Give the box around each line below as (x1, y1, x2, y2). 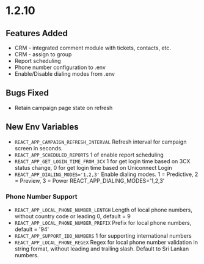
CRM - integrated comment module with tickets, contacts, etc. (14, 44, 172, 51)
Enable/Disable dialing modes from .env (14, 70, 115, 77)
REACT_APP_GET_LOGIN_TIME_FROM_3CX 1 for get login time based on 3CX (14, 157, 191, 165)
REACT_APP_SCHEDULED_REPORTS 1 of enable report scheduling (14, 151, 164, 158)
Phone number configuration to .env (14, 64, 106, 71)
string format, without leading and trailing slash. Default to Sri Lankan (14, 245, 189, 252)
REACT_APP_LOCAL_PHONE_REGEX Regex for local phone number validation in (14, 238, 198, 246)
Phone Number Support (5, 192, 78, 200)
